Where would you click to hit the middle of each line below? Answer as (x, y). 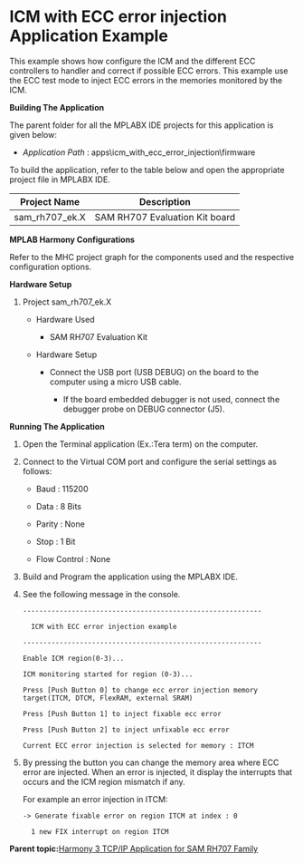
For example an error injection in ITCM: (95, 799)
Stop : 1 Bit (56, 541)
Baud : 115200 (62, 489)
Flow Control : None (73, 558)
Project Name (50, 201)
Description (165, 201)
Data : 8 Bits (58, 506)
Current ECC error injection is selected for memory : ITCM (138, 745)
